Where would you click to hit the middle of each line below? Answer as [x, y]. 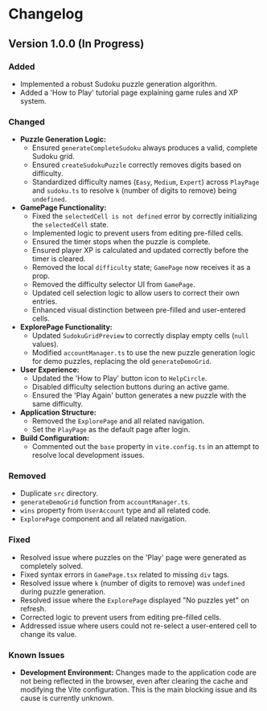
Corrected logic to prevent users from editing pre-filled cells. [121, 617]
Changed [27, 121]
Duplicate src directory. [59, 493]
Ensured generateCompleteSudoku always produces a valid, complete [145, 148]
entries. [45, 301]
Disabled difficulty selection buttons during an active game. [131, 387]
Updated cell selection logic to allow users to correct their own [136, 293]
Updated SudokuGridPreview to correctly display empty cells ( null [140, 336]
